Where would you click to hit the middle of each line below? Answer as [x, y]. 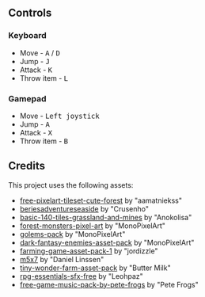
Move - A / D [40, 53]
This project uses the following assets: [71, 185]
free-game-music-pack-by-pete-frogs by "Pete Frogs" [109, 284]
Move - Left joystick [60, 116]
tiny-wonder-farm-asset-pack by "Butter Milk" [95, 268]
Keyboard [28, 36]
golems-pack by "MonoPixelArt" [72, 234]
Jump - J [34, 61]
